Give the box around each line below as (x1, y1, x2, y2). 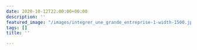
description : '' (6, 14, 46, 20)
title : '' (6, 30, 30, 36)
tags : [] (6, 24, 28, 31)
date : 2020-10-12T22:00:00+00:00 (6, 8, 88, 15)
